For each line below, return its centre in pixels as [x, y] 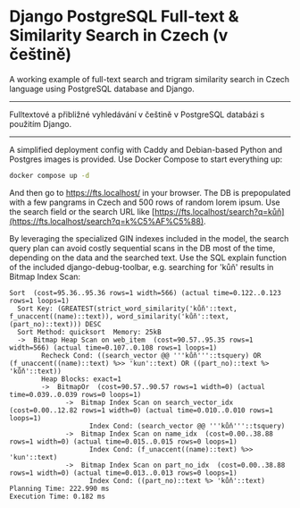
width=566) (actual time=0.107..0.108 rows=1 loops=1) [113, 347]
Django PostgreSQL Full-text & [124, 17]
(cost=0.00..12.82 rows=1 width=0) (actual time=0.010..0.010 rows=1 [142, 410]
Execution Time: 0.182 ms [57, 496]
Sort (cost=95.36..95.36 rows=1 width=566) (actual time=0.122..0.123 [145, 292]
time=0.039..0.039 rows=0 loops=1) [75, 394]
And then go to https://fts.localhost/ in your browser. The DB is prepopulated [150, 192]
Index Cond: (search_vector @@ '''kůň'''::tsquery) [187, 426]
